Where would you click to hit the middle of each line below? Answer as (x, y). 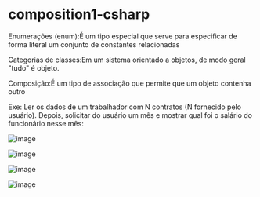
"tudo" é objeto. (34, 67)
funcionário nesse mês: (46, 123)
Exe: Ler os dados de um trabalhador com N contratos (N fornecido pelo (125, 107)
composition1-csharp (79, 15)
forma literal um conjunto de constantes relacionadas (94, 44)
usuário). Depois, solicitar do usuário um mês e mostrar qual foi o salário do (130, 115)
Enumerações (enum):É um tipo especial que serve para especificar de (123, 36)
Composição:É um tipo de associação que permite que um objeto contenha (130, 83)
